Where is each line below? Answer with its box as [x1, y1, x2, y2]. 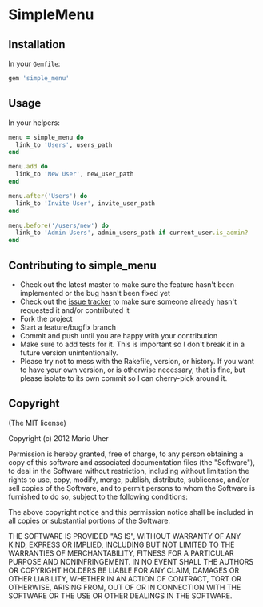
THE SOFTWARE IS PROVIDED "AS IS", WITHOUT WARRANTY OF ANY [8, 531, 241, 540]
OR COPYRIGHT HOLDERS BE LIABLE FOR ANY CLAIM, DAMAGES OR [8, 565, 240, 575]
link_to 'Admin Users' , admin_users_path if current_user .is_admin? [15, 229, 249, 237]
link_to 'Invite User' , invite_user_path [15, 199, 156, 208]
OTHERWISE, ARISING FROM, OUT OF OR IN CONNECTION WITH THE [8, 582, 241, 592]
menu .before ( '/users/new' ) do [8, 221, 110, 229]
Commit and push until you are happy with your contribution [19, 331, 218, 340]
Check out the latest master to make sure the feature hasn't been [19, 280, 235, 289]
